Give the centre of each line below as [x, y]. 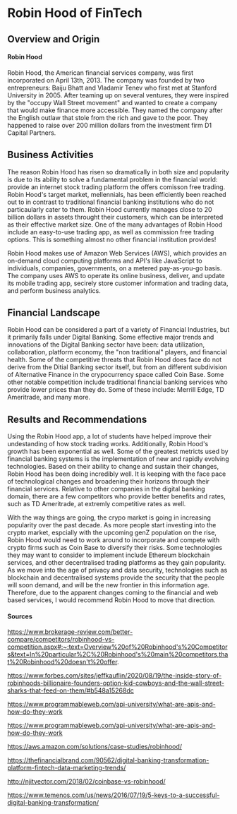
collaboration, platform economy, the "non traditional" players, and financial [117, 352]
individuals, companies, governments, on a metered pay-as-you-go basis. [115, 268]
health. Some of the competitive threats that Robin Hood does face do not [115, 360]
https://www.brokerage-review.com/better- [70, 632]
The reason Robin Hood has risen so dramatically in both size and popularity [118, 172]
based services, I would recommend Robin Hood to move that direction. [111, 600]
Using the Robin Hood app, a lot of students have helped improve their [110, 436]
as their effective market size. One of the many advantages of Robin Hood [115, 225]
